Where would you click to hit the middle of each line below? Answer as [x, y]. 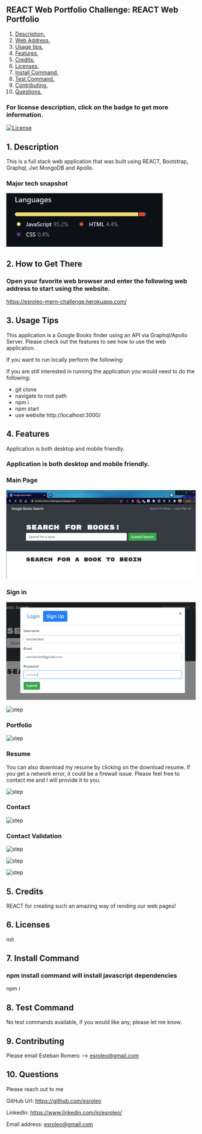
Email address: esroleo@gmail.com [50, 1124]
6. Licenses [28, 925]
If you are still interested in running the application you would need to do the [101, 371]
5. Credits [25, 891]
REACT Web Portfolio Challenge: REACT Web [92, 10]
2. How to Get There [44, 264]
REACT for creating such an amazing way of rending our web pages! [91, 906]
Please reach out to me [35, 1089]
